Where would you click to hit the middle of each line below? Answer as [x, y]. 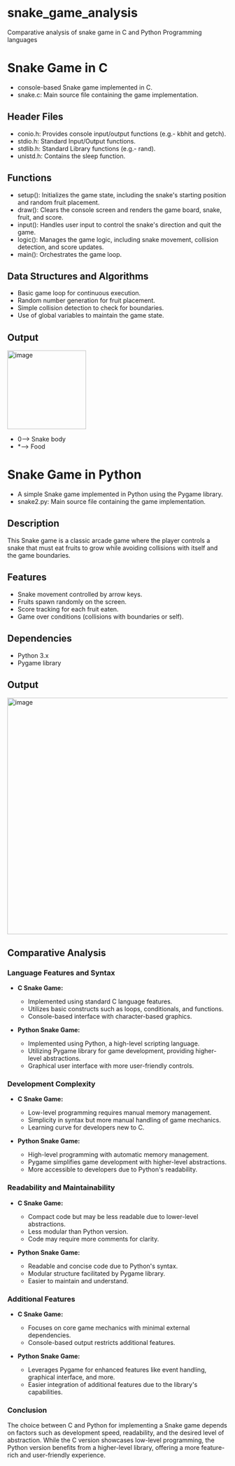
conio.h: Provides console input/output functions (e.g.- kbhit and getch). [122, 134]
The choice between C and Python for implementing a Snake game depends [117, 1425]
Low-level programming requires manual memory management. [120, 1113]
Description [33, 524]
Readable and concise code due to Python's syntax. [103, 1266]
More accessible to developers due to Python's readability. [113, 1169]
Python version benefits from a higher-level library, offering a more [104, 1448]
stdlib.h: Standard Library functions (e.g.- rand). [86, 148]
